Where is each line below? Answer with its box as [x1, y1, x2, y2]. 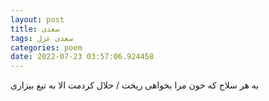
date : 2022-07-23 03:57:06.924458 [10, 52, 155, 62]
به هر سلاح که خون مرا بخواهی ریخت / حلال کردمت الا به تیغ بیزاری [10, 79, 260, 91]
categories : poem [10, 42, 83, 53]
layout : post [10, 14, 65, 25]
